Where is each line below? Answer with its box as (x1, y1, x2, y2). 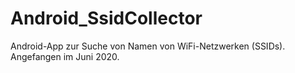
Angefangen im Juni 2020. (10, 50, 120, 62)
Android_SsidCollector (10, 7, 203, 30)
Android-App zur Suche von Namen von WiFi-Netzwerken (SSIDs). (10, 40, 286, 52)
